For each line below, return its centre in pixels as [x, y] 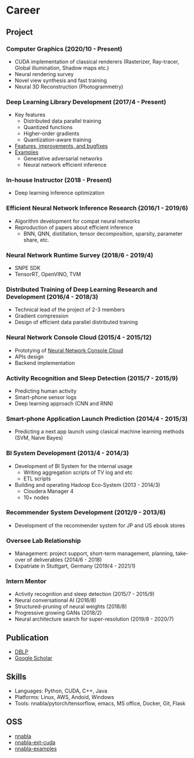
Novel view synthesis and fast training [61, 80]
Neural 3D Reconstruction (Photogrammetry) [69, 87]
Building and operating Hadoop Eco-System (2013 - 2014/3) [87, 485]
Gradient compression [41, 316]
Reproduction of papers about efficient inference [74, 227]
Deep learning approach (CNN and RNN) [64, 403]
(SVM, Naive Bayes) [39, 438]
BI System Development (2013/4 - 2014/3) [68, 453]
